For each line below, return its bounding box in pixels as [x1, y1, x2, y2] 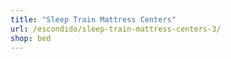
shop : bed [10, 33, 52, 43]
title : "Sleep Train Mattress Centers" [10, 14, 177, 25]
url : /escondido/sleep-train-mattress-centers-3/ [10, 24, 222, 34]
